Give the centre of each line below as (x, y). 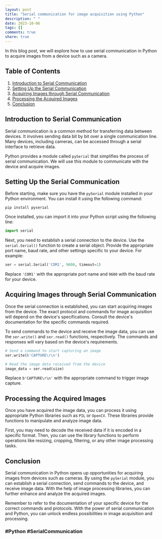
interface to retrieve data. (30, 147)
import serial (19, 231)
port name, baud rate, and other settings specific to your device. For (73, 251)
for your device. (21, 280)
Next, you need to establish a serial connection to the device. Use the (75, 240)
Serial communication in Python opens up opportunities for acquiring (74, 473)
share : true (17, 37)
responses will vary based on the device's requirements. (62, 342)
